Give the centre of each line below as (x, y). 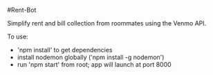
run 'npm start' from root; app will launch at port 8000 (94, 64)
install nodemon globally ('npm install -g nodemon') (91, 57)
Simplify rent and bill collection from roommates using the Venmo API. (107, 23)
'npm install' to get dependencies (65, 50)
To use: (18, 36)
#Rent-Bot (22, 10)
